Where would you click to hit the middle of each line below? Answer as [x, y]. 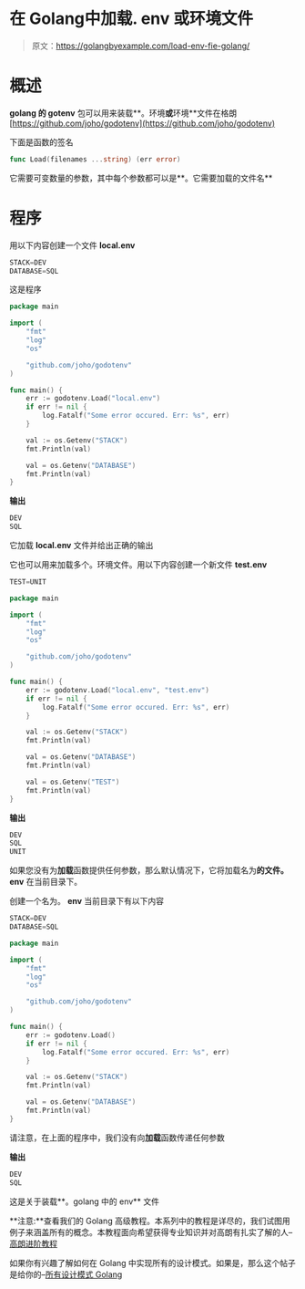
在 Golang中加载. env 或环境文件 [131, 19]
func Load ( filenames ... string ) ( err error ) [95, 159]
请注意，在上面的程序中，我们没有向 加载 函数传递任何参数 [117, 1138]
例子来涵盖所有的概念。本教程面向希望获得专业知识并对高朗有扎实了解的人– [151, 1232]
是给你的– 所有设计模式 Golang [66, 1274]
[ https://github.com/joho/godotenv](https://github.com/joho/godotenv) [142, 123]
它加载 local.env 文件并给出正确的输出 [81, 546]
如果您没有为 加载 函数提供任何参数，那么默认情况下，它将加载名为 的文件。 [149, 870]
